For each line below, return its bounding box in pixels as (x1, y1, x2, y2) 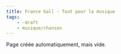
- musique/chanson (17, 25, 62, 31)
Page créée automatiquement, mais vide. (6, 41, 107, 48)
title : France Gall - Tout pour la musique (6, 8, 116, 15)
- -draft (17, 19, 39, 25)
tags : (6, 14, 20, 20)
